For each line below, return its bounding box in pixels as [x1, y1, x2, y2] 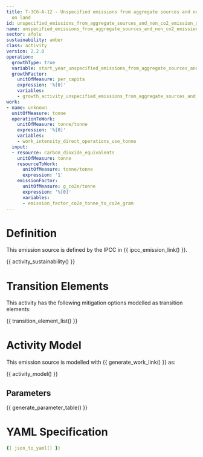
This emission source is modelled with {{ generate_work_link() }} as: [6, 358, 176, 366]
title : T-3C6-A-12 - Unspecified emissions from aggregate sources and [6, 8, 190, 15]
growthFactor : [11, 71, 47, 77]
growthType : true [11, 59, 56, 65]
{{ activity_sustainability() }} [6, 258, 76, 265]
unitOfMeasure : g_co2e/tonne [22, 183, 96, 189]
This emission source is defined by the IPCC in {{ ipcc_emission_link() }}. [6, 246, 188, 254]
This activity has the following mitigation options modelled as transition [6, 299, 183, 306]
